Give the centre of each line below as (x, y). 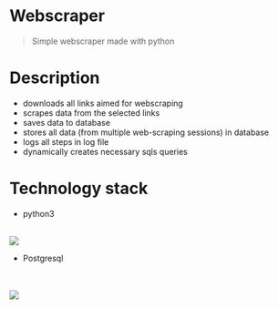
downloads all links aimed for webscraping (103, 103)
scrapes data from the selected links (91, 113)
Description (55, 78)
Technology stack (79, 189)
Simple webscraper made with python (103, 41)
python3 (38, 213)
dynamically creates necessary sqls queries (105, 151)
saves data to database (67, 122)
